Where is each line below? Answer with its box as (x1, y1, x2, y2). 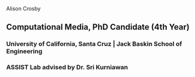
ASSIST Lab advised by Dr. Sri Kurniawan (6, 63, 129, 72)
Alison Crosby (6, 5, 41, 12)
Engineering (6, 47, 43, 56)
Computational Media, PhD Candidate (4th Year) (6, 22, 190, 32)
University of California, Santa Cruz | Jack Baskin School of (6, 40, 182, 48)
